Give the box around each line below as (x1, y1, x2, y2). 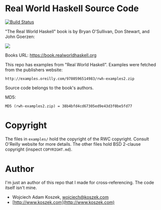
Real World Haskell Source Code (5, 3, 139, 14)
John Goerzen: (5, 34, 35, 39)
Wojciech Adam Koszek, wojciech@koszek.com (12, 194, 109, 200)
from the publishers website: (5, 67, 63, 73)
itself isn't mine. (5, 185, 37, 191)
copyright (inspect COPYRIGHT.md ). (5, 146, 72, 152)
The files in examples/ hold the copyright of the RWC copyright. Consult (5, 136, 149, 142)
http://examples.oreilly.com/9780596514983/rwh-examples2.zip (5, 76, 135, 81)
